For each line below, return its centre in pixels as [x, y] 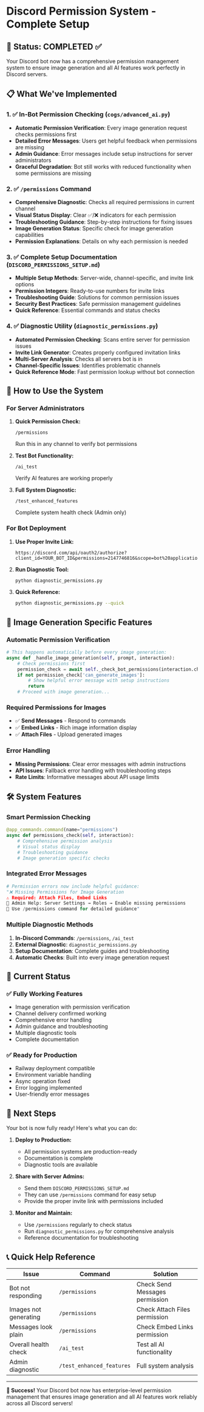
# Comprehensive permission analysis [65, 841]
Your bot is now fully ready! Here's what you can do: [72, 1128]
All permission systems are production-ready [81, 1152]
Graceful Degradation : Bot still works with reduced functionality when [103, 166]
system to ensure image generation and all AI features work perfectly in [96, 68]
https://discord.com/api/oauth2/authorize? [71, 552]
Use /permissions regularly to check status [78, 1225]
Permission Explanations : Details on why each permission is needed [101, 241]
